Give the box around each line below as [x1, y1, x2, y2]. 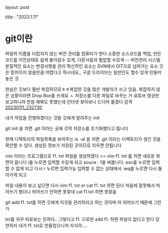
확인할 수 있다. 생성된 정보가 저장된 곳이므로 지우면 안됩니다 [5, 142, 122, 148]
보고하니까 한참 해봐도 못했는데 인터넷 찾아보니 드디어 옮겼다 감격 [5, 99, 133, 105]
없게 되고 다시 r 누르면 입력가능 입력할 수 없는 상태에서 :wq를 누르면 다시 [16, 165, 157, 171]
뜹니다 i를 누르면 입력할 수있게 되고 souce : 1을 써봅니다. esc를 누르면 [14, 159, 151, 165]
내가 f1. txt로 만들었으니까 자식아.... [18, 222, 88, 228]
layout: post [5, 5, 30, 10]
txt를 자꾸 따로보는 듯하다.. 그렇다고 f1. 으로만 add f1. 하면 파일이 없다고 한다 [5, 216, 154, 222]
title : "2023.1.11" [5, 14, 39, 20]
